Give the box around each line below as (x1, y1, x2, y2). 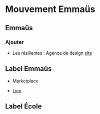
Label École (5, 102, 42, 111)
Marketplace (12, 78, 38, 84)
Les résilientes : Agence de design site (12, 50, 92, 56)
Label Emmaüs (5, 64, 52, 73)
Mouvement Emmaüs (5, 4, 95, 15)
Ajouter (5, 39, 24, 46)
